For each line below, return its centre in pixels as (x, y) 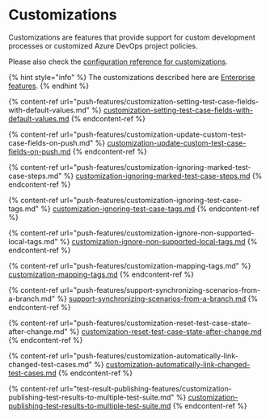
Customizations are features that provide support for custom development (132, 37)
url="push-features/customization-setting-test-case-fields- (160, 101)
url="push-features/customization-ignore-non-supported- (157, 233)
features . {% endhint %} (49, 86)
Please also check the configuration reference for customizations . (118, 61)
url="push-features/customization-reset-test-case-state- (156, 323)
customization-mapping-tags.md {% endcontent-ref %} (101, 274)
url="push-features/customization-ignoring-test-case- (151, 200)
